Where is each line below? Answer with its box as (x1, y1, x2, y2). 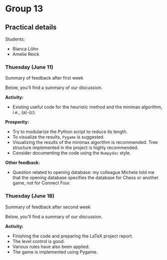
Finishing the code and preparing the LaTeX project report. (12, 233, 133, 239)
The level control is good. (12, 238, 65, 244)
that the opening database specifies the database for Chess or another (12, 174, 159, 180)
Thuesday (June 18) (5, 192, 55, 199)
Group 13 (5, 3, 43, 14)
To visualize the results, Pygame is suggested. (12, 134, 105, 140)
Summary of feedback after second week (5, 203, 91, 210)
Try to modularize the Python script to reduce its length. (12, 128, 128, 135)
